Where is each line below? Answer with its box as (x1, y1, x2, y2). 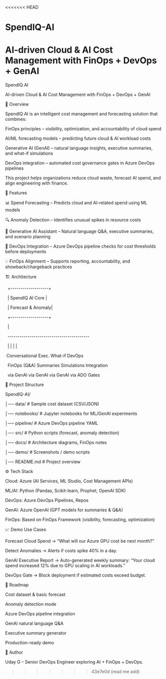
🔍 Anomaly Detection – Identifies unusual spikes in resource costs (5, 217, 141, 223)
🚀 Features (5, 190, 27, 196)
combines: (5, 116, 27, 122)
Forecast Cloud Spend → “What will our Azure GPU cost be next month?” (5, 538, 155, 544)
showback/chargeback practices (5, 264, 72, 270)
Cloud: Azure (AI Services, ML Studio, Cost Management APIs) (5, 478, 133, 484)
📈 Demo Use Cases (5, 527, 46, 533)
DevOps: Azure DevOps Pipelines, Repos (5, 497, 89, 503)
